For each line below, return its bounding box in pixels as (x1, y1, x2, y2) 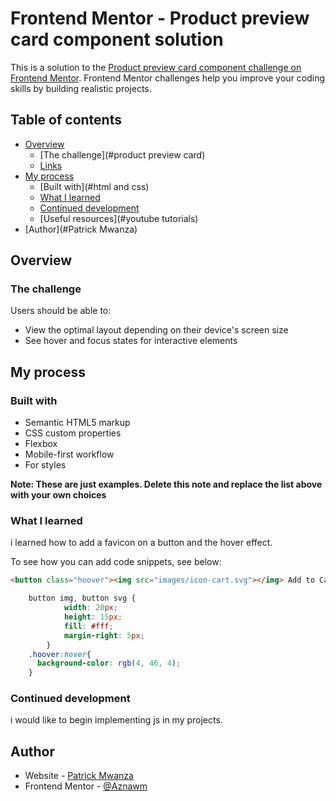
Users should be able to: (10, 305, 112, 317)
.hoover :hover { (28, 649, 92, 659)
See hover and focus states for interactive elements (24, 335, 238, 347)
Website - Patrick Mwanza (24, 770, 134, 782)
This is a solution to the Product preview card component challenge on (10, 61, 302, 73)
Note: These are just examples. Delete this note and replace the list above (10, 478, 323, 491)
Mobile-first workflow (24, 448, 115, 461)
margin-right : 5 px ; (63, 630, 145, 641)
